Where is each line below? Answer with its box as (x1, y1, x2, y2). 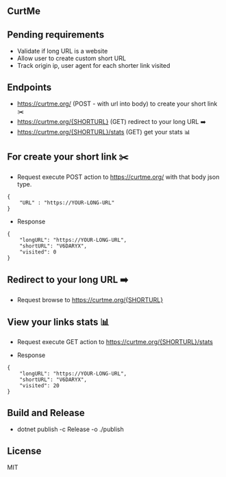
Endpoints (7, 82, 52, 93)
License (7, 445, 42, 456)
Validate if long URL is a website (16, 47, 108, 56)
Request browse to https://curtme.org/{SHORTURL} (16, 295, 163, 304)
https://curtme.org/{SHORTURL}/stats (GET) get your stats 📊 (16, 128, 190, 136)
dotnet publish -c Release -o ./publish (16, 425, 125, 434)
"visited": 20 (19, 382, 60, 389)
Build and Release (7, 407, 85, 419)
